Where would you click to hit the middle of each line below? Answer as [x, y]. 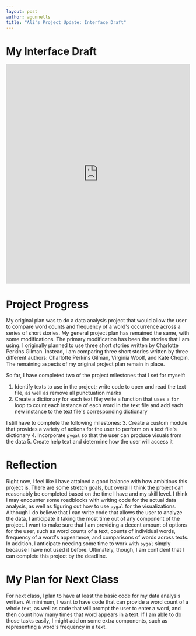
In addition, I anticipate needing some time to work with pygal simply [88, 544]
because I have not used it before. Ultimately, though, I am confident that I [95, 550]
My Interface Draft [52, 51]
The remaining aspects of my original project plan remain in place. [85, 364]
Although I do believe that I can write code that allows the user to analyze [94, 513]
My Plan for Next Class [62, 580]
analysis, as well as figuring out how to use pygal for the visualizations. [91, 506]
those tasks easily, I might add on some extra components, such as [87, 621]
